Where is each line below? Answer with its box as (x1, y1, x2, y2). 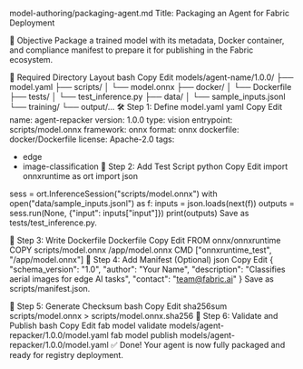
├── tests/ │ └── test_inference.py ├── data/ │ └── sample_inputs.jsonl (9, 91, 286, 102)
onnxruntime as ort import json (22, 171, 139, 181)
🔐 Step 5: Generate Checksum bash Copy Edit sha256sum (9, 301, 228, 312)
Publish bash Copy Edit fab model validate (9, 320, 168, 331)
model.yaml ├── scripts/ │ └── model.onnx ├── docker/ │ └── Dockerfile (9, 82, 292, 92)
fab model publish (110, 330, 179, 340)
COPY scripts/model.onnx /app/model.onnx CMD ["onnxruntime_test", (9, 244, 272, 255)
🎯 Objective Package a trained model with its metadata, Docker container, (9, 35, 285, 45)
